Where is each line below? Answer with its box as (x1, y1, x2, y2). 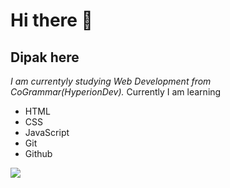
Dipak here (10, 49, 80, 66)
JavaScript (24, 127, 70, 138)
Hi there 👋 (10, 9, 93, 32)
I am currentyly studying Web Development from (10, 75, 212, 87)
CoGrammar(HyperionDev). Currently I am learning (10, 86, 222, 98)
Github (24, 148, 53, 159)
